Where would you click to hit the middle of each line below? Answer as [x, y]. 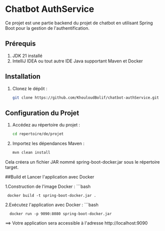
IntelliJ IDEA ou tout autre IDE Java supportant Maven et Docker [78, 61]
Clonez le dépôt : [30, 88]
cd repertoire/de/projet [38, 134]
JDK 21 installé [27, 56]
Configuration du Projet [42, 113]
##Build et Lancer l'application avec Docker [50, 177]
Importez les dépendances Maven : [48, 144]
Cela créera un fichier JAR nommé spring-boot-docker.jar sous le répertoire [82, 162]
